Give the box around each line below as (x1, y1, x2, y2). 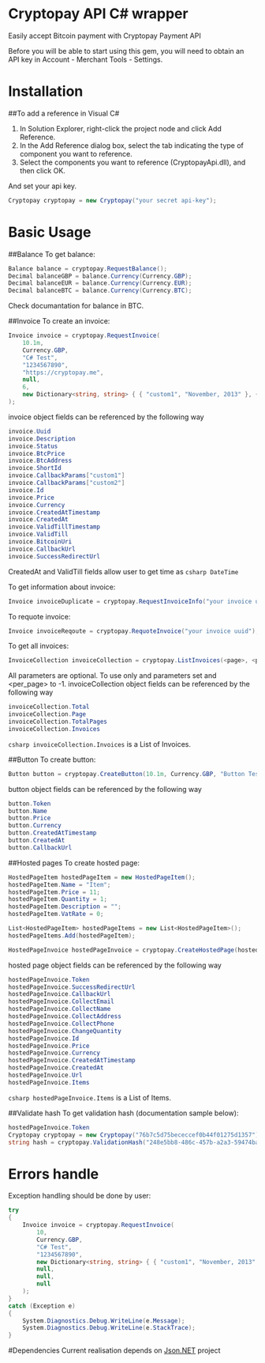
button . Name (8, 807, 47, 815)
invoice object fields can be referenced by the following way (8, 412, 204, 422)
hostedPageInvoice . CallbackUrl (8, 990, 111, 998)
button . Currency (8, 822, 62, 830)
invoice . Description (8, 434, 77, 443)
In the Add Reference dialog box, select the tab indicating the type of (19, 140, 244, 150)
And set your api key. (8, 181, 77, 191)
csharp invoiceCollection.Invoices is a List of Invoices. (8, 739, 192, 748)
